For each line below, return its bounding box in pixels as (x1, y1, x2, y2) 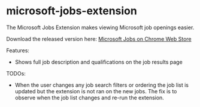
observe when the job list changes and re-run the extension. (14, 94, 165, 101)
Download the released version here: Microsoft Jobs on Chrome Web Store (6, 35, 192, 42)
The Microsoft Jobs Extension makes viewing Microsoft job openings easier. (6, 24, 195, 31)
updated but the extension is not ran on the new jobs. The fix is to (14, 87, 177, 95)
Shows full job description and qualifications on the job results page (14, 58, 183, 65)
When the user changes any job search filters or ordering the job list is (14, 81, 189, 89)
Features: (6, 46, 30, 54)
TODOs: (6, 70, 26, 77)
